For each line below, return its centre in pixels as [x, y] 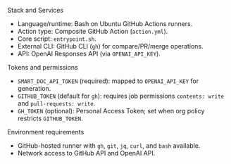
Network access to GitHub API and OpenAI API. [86, 153]
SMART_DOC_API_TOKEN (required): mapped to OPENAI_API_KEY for [108, 81]
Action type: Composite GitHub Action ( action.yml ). [93, 31]
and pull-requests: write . [56, 103]
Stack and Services [36, 10]
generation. [34, 88]
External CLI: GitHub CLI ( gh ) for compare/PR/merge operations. [110, 46]
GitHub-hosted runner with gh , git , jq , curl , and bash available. [109, 146]
